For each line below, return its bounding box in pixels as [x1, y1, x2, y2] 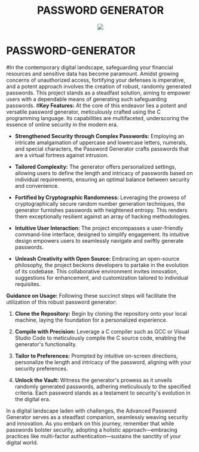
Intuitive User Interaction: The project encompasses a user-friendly [14, 224, 183, 231]
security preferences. [14, 365, 68, 372]
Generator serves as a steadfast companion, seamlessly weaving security [6, 413, 188, 420]
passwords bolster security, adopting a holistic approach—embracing [6, 426, 177, 433]
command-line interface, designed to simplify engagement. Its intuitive [14, 231, 189, 238]
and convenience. [14, 182, 59, 189]
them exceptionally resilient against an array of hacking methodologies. [14, 213, 191, 220]
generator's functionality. [14, 340, 77, 347]
